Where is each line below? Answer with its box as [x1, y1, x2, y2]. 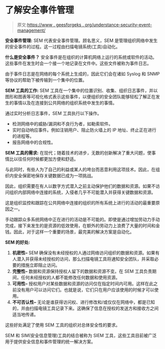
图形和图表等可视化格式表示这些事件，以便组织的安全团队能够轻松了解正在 [5, 93, 156, 99]
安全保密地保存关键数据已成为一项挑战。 [13, 172, 96, 178]
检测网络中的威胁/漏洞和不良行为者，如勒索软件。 [12, 120, 113, 126]
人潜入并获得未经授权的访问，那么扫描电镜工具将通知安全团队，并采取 [12, 256, 155, 262]
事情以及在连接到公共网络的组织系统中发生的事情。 [13, 100, 117, 106]
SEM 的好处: [5, 239, 30, 245]
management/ [17, 27, 46, 33]
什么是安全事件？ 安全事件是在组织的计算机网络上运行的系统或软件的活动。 [5, 54, 157, 60]
